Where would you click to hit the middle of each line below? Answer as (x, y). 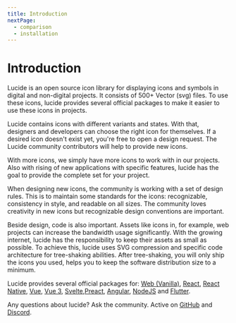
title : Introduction (38, 14)
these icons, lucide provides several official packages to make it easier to (113, 103)
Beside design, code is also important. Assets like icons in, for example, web (118, 225)
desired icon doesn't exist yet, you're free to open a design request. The (112, 139)
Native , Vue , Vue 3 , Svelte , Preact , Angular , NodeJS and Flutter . (99, 291)
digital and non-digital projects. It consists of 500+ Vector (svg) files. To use (118, 95)
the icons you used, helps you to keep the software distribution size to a (112, 262)
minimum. (22, 270)
